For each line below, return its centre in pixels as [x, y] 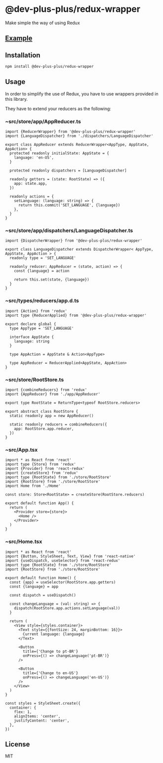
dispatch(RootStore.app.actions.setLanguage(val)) [67, 608]
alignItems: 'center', [37, 716]
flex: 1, [23, 712]
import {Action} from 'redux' [36, 311]
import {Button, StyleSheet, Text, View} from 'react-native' [70, 556]
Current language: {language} [54, 634]
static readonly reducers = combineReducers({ [58, 424]
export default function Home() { [41, 578]
